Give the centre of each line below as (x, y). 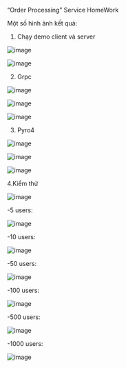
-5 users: (20, 210)
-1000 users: (25, 344)
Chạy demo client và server (56, 37)
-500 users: (24, 317)
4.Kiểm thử (23, 183)
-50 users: (22, 264)
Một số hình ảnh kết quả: (42, 23)
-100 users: (23, 290)
